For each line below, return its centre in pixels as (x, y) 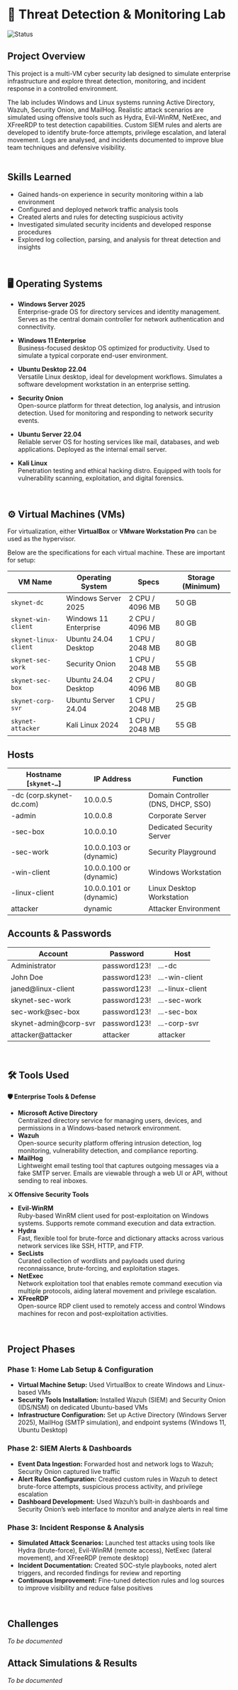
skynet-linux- (35, 640)
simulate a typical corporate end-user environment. (93, 356)
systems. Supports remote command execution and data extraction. (117, 1223)
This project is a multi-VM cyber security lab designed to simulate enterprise (119, 73)
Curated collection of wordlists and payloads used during (101, 1261)
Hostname (44, 775)
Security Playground (182, 852)
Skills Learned (40, 177)
